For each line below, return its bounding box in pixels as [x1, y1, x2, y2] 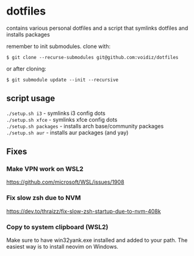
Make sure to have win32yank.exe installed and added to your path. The [6, 237, 188, 244]
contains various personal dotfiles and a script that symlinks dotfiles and [6, 24, 189, 32]
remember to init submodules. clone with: [6, 43, 111, 50]
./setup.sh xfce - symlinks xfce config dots [6, 116, 118, 123]
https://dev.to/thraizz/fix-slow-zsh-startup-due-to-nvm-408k [6, 207, 161, 215]
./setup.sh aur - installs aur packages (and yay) [6, 129, 129, 136]
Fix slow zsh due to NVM [6, 193, 81, 202]
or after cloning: [6, 65, 47, 72]
